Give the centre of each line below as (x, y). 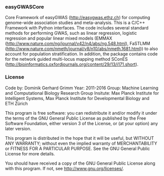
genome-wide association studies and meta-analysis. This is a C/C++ (75, 23)
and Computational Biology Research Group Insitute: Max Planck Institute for (82, 93)
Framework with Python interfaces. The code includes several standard (77, 28)
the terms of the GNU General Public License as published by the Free (76, 118)
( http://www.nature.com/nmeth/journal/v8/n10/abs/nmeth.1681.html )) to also (82, 49)
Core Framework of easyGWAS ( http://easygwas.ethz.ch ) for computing (78, 18)
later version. (18, 128)
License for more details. (30, 153)
